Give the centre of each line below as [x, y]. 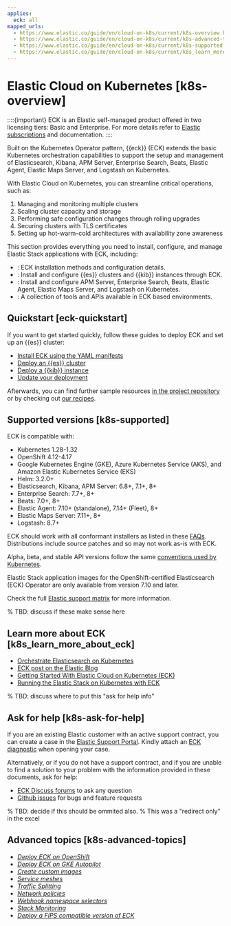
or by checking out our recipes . [52, 398]
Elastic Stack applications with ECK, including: [73, 254]
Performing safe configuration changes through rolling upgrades [109, 219]
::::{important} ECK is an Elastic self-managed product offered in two [104, 120]
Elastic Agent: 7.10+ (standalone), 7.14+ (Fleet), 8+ [88, 508]
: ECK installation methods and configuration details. [91, 267]
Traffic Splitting [39, 886]
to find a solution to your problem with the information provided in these [109, 770]
